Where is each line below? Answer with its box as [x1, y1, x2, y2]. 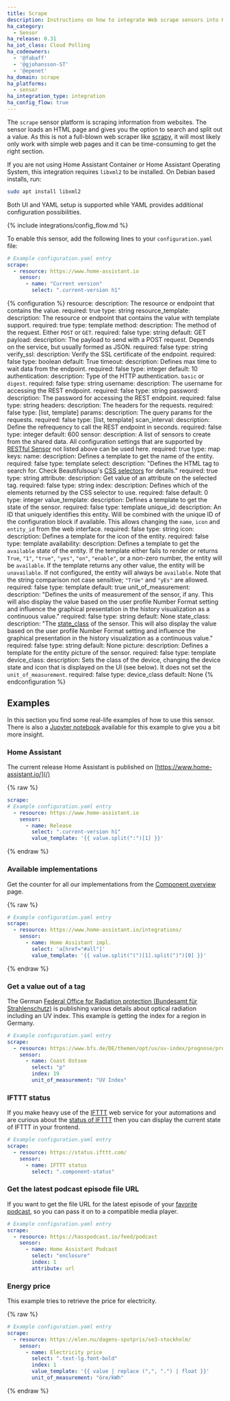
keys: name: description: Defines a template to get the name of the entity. [7, 452, 214, 460]
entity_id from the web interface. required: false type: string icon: [7, 525, 194, 533]
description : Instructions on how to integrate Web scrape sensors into [7, 16, 219, 23]
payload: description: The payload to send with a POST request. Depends [7, 336, 215, 343]
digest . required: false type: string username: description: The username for [7, 380, 222, 387]
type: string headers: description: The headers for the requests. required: [7, 401, 214, 409]
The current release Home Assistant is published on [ [7, 763, 157, 771]
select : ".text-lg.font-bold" [31, 1355, 118, 1362]
